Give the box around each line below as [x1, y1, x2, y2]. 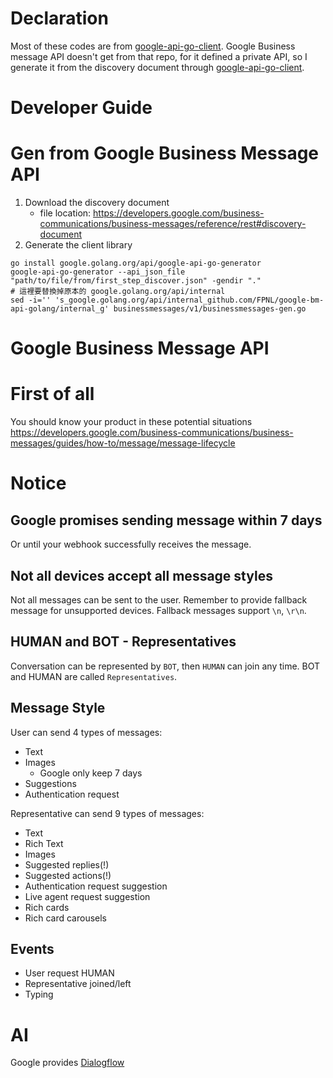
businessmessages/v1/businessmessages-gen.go [113, 304, 307, 314]
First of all [10, 383, 95, 406]
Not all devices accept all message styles [10, 567, 273, 584]
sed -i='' [10, 295, 52, 306]
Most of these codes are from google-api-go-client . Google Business [10, 40, 296, 52]
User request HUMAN [24, 967, 115, 979]
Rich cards [24, 901, 70, 913]
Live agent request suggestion [24, 890, 151, 902]
